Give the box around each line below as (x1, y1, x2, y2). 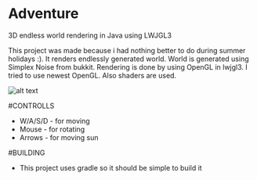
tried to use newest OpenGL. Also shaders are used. (8, 70, 177, 80)
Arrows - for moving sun (19, 132, 100, 142)
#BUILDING (8, 148, 45, 157)
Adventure (8, 5, 79, 23)
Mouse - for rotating (19, 124, 85, 134)
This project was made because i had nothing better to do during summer (8, 45, 246, 55)
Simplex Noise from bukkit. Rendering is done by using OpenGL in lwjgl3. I (8, 62, 248, 71)
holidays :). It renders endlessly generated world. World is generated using (8, 54, 249, 63)
